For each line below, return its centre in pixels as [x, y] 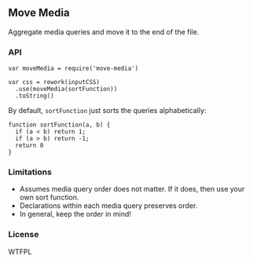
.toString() [35, 96]
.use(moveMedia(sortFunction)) [66, 89]
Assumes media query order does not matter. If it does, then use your [132, 189]
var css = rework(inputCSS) [54, 82]
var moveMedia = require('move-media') [73, 69]
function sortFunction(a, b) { [59, 125]
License [24, 235]
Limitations [30, 172]
